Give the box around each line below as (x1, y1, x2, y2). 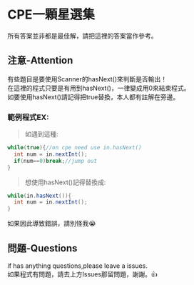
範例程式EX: (7, 112, 49, 122)
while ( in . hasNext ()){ (7, 192, 72, 199)
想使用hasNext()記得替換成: (24, 178, 106, 186)
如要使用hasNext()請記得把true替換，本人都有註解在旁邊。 (7, 92, 180, 101)
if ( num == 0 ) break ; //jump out (14, 157, 98, 164)
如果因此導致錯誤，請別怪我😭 (7, 219, 96, 228)
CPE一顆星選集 (7, 6, 95, 23)
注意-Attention (7, 54, 73, 66)
